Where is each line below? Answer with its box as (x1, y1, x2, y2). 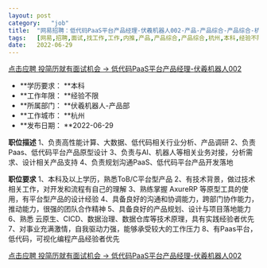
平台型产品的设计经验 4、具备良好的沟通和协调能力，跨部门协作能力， (29, 194, 258, 204)
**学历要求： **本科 (19, 81, 85, 91)
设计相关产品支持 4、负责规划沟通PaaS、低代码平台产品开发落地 (21, 157, 234, 167)
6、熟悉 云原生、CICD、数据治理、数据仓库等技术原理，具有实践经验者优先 (8, 214, 254, 223)
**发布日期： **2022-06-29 (19, 121, 114, 130)
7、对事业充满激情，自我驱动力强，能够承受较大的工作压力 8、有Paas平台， (8, 224, 257, 234)
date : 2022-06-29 (8, 41, 73, 49)
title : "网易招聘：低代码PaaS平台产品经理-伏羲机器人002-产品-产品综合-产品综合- (8, 26, 255, 34)
